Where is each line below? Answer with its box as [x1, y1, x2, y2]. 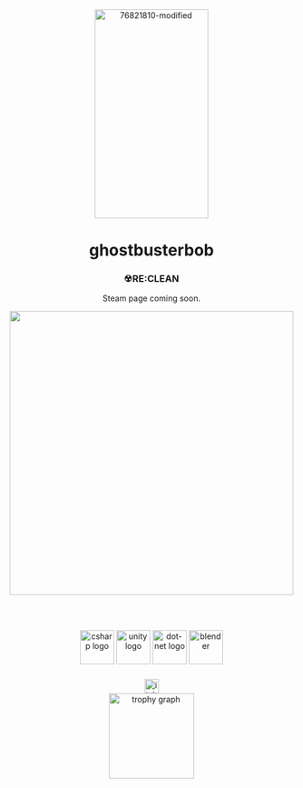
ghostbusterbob [88, 240, 215, 261]
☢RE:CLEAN [123, 273, 180, 285]
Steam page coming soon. [102, 293, 201, 304]
